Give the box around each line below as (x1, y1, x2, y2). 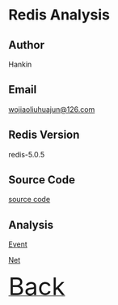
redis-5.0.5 (8, 149, 45, 159)
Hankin (8, 59, 32, 69)
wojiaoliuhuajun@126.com (8, 104, 95, 114)
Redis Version (8, 128, 80, 142)
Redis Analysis (8, 6, 111, 24)
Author (8, 38, 44, 52)
